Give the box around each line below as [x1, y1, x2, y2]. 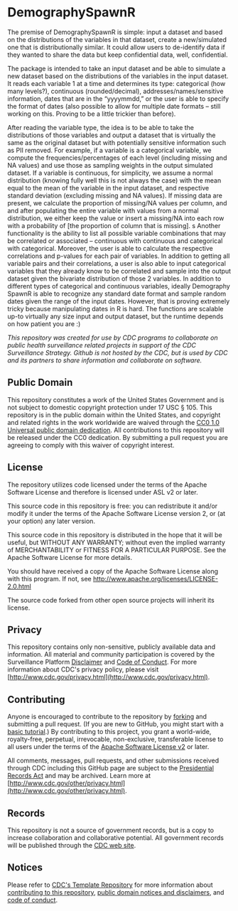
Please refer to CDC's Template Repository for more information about [7, 880, 213, 889]
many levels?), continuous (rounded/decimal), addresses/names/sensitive [7, 87, 224, 95]
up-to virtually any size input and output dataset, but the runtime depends [7, 312, 224, 320]
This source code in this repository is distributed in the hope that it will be [7, 530, 222, 539]
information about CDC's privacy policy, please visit [7, 665, 159, 674]
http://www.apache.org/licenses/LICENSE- [92, 574, 219, 583]
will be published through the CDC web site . [7, 841, 136, 849]
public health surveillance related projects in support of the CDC [7, 340, 197, 349]
